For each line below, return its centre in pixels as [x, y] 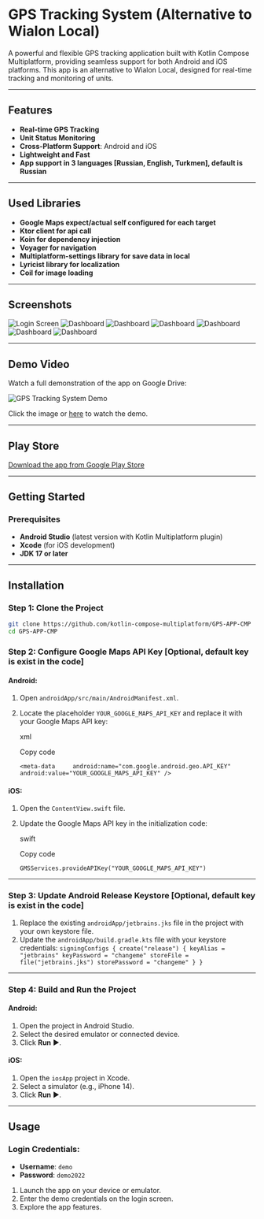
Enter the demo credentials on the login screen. [96, 1199]
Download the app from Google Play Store [77, 465]
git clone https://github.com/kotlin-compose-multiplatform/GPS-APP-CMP [130, 624]
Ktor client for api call [55, 231]
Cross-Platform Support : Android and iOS [88, 146]
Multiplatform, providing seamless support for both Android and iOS [118, 61]
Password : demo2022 [52, 1175]
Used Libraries [44, 204]
